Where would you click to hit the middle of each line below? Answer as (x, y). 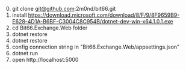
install (19, 15)
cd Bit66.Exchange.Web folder (50, 28)
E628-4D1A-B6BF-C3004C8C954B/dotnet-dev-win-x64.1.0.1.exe (92, 21)
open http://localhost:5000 (45, 60)
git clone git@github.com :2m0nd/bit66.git (64, 9)
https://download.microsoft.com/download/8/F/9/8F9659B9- (104, 15)
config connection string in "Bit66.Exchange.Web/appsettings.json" (96, 47)
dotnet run (25, 53)
